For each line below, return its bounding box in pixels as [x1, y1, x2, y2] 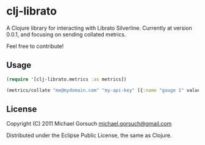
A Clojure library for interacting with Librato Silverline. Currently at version [6, 24, 192, 32]
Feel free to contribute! [6, 42, 64, 50]
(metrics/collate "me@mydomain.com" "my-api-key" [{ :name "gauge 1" [6, 87, 184, 93]
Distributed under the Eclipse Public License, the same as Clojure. [6, 132, 172, 139]
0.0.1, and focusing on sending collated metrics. [6, 30, 126, 38]
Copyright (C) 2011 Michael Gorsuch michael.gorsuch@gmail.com [6, 120, 172, 127]
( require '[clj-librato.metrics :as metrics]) [6, 76, 127, 83]
